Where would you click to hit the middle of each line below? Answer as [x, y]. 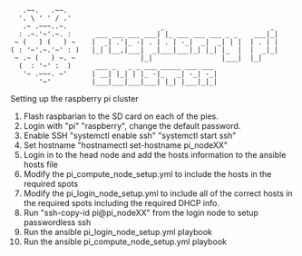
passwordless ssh [57, 222]
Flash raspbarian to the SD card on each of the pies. [121, 116]
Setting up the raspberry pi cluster [74, 98]
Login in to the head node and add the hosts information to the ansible [155, 155]
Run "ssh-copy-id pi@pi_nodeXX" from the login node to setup [141, 212]
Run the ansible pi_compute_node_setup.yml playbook [125, 241]
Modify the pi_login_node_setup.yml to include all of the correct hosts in [158, 193]
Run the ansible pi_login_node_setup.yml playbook [117, 232]
